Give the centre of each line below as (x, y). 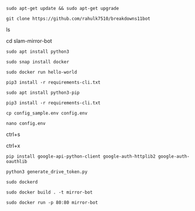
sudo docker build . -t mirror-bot (49, 192)
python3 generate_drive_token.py (47, 172)
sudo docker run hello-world (42, 72)
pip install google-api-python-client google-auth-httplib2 (81, 156)
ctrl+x (13, 146)
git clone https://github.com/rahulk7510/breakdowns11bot (78, 19)
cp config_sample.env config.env (47, 113)
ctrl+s (13, 134)
